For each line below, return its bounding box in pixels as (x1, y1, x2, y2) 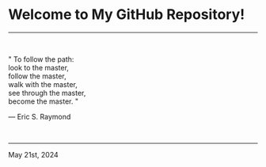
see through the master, (8, 88, 86, 97)
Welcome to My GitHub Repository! (8, 6, 245, 24)
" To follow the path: (8, 54, 74, 64)
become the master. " (8, 97, 79, 106)
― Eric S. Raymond (8, 112, 71, 121)
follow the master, (8, 71, 66, 81)
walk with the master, (8, 79, 78, 89)
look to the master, (8, 63, 70, 72)
